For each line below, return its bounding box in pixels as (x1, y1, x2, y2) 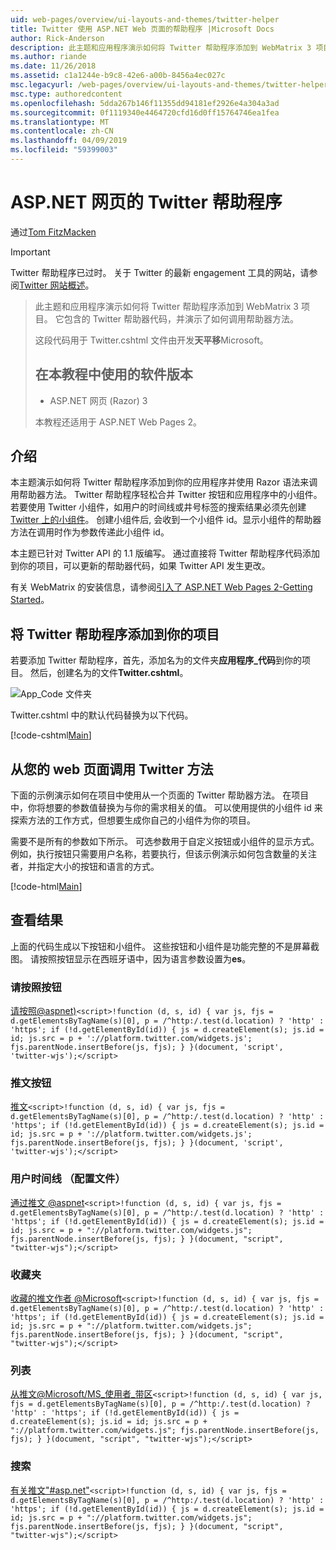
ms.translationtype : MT (10, 117, 110, 127)
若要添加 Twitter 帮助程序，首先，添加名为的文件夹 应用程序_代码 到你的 (10, 654, 303, 666)
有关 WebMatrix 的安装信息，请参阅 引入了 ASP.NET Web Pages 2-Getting (10, 581, 313, 593)
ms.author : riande (10, 52, 87, 62)
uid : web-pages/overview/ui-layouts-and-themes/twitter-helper (10, 14, 280, 25)
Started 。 (10, 594, 50, 606)
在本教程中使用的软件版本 (34, 366, 193, 383)
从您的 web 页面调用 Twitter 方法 (10, 761, 214, 778)
